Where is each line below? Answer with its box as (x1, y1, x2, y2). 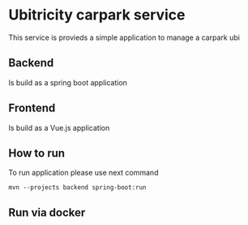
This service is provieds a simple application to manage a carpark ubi (8, 32, 241, 42)
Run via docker (8, 206, 86, 219)
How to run (8, 146, 66, 160)
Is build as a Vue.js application (8, 123, 110, 132)
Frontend (8, 102, 56, 115)
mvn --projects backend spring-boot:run (8, 184, 148, 192)
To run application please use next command (8, 168, 159, 178)
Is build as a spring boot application (8, 77, 128, 87)
